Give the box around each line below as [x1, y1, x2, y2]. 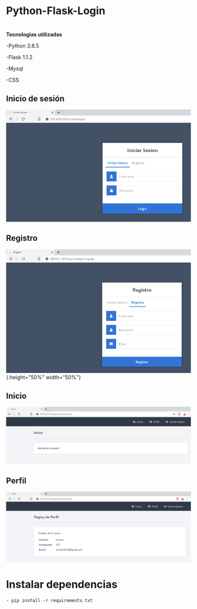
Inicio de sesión [6, 93, 64, 103]
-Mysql [6, 65, 23, 72]
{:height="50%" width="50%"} [6, 374, 81, 381]
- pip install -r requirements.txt [6, 598, 93, 604]
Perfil [6, 476, 26, 486]
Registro [6, 233, 38, 243]
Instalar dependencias [6, 577, 118, 591]
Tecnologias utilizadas [6, 31, 63, 38]
